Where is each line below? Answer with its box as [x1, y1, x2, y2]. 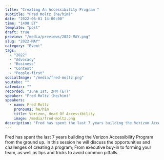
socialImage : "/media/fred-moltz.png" [5, 75, 84, 80]
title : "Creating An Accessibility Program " [5, 7, 99, 12]
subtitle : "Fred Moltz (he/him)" [5, 12, 73, 17]
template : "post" [5, 25, 41, 30]
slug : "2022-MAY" [5, 39, 41, 44]
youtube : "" [5, 80, 29, 84]
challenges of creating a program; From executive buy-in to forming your [5, 144, 152, 150]
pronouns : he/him [14, 107, 49, 112]
